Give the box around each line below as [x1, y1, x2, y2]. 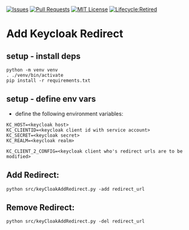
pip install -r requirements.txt [6, 77, 91, 84]
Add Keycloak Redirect [6, 27, 124, 41]
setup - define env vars [6, 94, 96, 104]
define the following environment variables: [15, 110, 124, 117]
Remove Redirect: [6, 203, 75, 213]
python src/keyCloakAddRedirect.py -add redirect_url [6, 186, 145, 192]
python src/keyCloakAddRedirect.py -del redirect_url [6, 218, 145, 225]
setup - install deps [6, 51, 81, 61]
